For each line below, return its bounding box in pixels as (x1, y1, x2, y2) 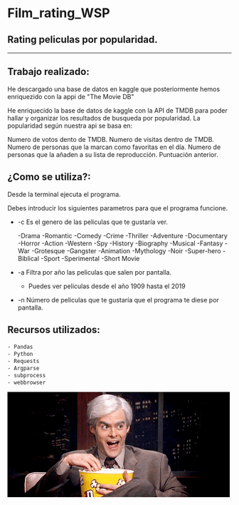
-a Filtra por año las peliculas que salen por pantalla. (17, 267, 172, 276)
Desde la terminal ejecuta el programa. (7, 190, 121, 198)
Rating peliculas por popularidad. (7, 34, 158, 46)
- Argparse (7, 365, 40, 372)
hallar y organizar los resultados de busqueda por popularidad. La (7, 113, 201, 122)
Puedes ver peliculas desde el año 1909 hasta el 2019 (28, 282, 186, 290)
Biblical (17, 254, 40, 262)
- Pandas (7, 344, 33, 351)
